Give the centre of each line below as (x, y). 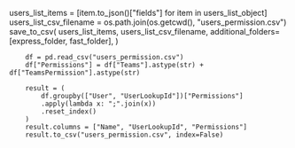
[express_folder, (39, 41)
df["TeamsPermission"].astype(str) (75, 73)
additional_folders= (245, 31)
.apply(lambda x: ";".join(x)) (99, 104)
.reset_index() (69, 112)
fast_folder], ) (94, 41)
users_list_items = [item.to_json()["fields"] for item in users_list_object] (138, 13)
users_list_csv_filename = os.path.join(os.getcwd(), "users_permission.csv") (148, 22)
